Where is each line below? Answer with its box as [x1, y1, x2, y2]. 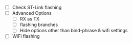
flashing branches [19, 21, 58, 28]
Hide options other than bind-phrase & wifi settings [19, 28, 128, 34]
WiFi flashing [12, 33, 40, 39]
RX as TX [19, 16, 39, 22]
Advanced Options [12, 10, 52, 16]
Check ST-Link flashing [12, 5, 62, 10]
